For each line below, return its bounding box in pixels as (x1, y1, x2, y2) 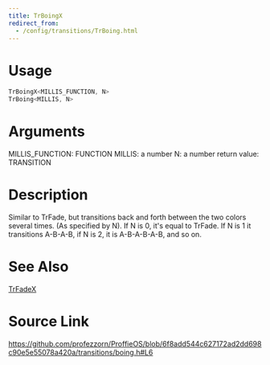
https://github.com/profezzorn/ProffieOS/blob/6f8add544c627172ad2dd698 (8, 338, 262, 348)
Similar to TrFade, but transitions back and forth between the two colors (8, 212, 247, 222)
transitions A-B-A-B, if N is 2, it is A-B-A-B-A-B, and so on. (8, 229, 202, 239)
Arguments (8, 122, 86, 141)
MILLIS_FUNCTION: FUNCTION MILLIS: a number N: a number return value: (8, 150, 260, 158)
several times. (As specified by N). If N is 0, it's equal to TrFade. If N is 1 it (8, 220, 252, 230)
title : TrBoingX (8, 11, 63, 20)
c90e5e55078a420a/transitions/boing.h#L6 (8, 347, 153, 357)
